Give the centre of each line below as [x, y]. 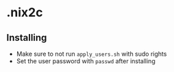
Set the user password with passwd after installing [86, 61]
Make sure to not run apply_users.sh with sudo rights [91, 54]
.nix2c [25, 13]
